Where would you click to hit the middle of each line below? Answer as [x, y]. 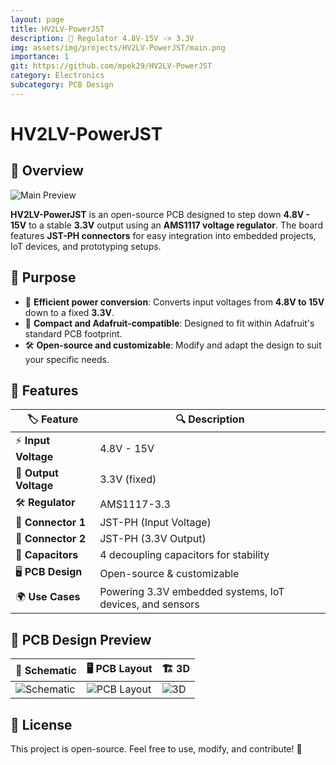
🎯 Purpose [43, 277]
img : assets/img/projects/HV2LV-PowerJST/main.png [118, 47]
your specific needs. [67, 359]
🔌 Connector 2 [50, 539]
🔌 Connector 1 [50, 523]
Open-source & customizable [169, 573]
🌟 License [41, 724]
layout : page [37, 19]
